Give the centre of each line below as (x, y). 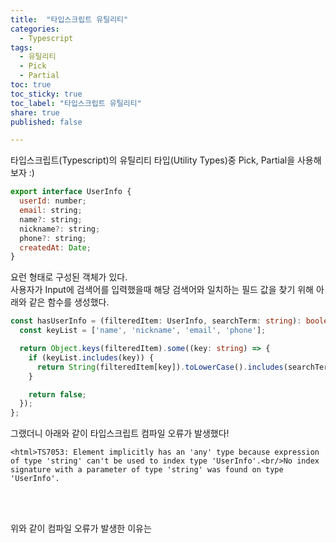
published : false (46, 122)
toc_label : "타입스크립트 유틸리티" (76, 103)
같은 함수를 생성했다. (69, 302)
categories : (35, 29)
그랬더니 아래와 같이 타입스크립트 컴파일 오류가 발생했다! (120, 433)
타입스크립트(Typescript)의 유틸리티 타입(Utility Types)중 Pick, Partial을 (153, 160)
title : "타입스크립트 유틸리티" (69, 19)
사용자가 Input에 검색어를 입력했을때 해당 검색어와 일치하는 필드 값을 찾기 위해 (162, 290)
